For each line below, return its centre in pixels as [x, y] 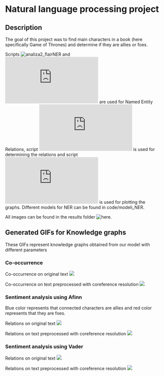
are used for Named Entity [126, 102]
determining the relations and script [42, 154]
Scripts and [38, 54]
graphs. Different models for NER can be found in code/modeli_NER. [75, 207]
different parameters [26, 250]
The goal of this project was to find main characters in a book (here [74, 39]
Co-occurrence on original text [37, 274]
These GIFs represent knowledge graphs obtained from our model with [78, 244]
